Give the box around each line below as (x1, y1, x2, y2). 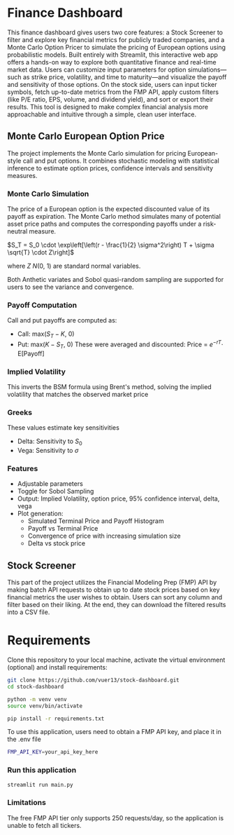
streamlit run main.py (7, 781, 73, 788)
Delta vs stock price (27, 539, 86, 548)
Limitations (7, 798, 47, 808)
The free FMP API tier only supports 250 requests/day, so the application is (7, 813, 224, 822)
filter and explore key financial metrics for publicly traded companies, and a (7, 35, 225, 43)
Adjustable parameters (17, 480, 84, 488)
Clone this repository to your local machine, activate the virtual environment (7, 656, 226, 664)
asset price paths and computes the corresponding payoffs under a (7, 219, 202, 229)
